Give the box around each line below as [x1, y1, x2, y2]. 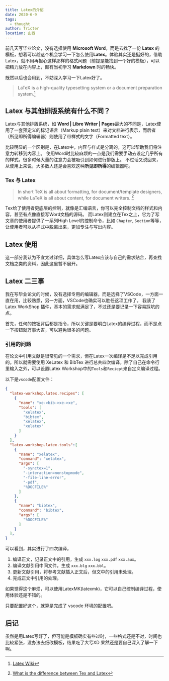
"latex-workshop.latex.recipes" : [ [10, 391, 84, 396]
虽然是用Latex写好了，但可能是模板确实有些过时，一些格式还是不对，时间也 [5, 633, 162, 639]
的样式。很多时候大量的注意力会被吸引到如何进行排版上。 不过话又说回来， [5, 157, 161, 163]
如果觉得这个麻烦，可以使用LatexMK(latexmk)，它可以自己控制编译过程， [5, 586, 157, 592]
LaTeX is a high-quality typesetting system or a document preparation [17, 85, 162, 90]
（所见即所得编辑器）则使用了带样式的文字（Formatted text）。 [5, 134, 135, 140]
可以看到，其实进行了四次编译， [5, 546, 71, 552]
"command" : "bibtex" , [18, 508, 64, 513]
